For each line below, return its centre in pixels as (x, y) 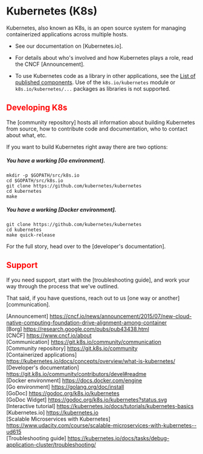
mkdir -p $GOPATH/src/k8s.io (43, 175)
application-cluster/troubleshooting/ (51, 444)
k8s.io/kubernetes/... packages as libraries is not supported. (93, 88)
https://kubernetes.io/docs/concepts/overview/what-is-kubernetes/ (91, 361)
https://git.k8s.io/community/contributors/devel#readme (76, 374)
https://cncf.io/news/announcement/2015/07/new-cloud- (121, 316)
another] (169, 298)
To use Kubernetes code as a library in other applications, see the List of (105, 76)
